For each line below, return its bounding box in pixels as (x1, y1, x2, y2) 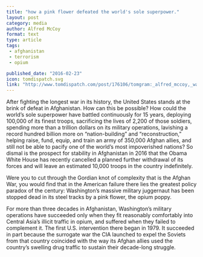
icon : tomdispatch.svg (6, 76, 63, 82)
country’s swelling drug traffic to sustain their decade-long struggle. (6, 244, 176, 251)
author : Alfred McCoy (6, 25, 61, 32)
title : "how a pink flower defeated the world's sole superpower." (6, 8, 180, 15)
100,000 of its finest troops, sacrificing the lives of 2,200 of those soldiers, (6, 117, 192, 125)
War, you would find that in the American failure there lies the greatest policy (6, 181, 197, 188)
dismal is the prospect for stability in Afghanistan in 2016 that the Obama (6, 149, 187, 157)
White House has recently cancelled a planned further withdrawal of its (6, 156, 184, 163)
